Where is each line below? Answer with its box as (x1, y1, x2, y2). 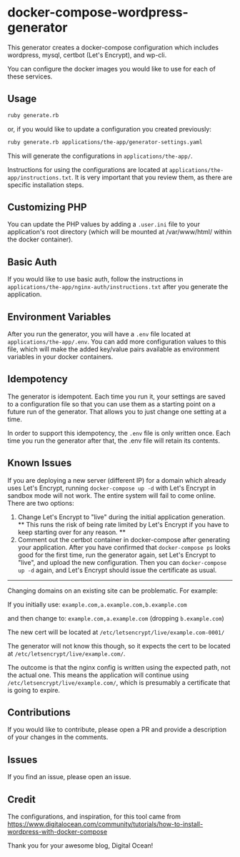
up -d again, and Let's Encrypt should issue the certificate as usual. (17, 566, 217, 574)
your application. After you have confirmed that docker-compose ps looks (17, 543, 231, 551)
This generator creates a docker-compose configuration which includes (7, 43, 219, 51)
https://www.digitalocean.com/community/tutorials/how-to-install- (7, 820, 204, 828)
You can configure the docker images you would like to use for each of (7, 64, 216, 73)
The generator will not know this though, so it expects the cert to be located (7, 641, 231, 650)
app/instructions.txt (7, 174, 72, 181)
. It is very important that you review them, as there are (71, 173, 233, 181)
